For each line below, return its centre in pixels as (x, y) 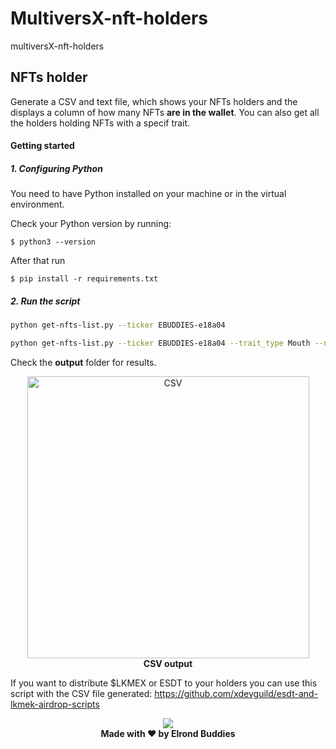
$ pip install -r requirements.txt (84, 279)
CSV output (168, 664)
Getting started (42, 146)
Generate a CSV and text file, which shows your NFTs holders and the (154, 101)
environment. (37, 204)
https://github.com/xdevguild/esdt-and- (236, 694)
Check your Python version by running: (91, 224)
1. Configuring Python (56, 168)
